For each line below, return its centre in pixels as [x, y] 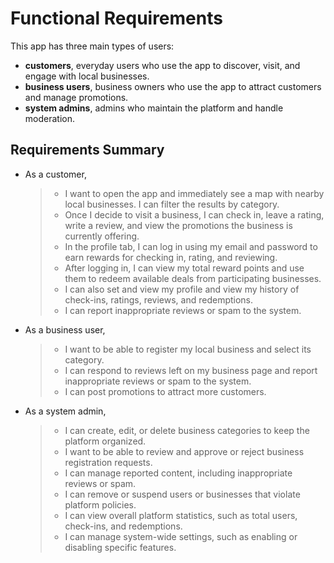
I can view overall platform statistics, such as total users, [181, 515]
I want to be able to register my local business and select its [188, 349]
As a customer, [55, 174]
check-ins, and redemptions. [123, 526]
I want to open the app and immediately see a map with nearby [194, 193]
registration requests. [108, 462]
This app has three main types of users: [92, 46]
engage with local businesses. [87, 76]
